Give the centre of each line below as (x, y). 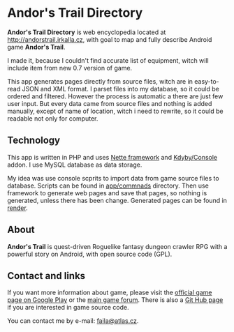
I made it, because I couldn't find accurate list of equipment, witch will (108, 60)
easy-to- (207, 81)
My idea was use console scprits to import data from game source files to (113, 178)
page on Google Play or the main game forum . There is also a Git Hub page (115, 300)
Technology (34, 141)
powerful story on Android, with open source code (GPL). (90, 254)
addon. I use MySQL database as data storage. (75, 165)
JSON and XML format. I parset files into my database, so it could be (121, 89)
